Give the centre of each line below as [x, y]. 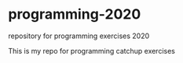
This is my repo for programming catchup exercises [91, 51]
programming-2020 [75, 14]
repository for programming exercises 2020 [79, 36]
